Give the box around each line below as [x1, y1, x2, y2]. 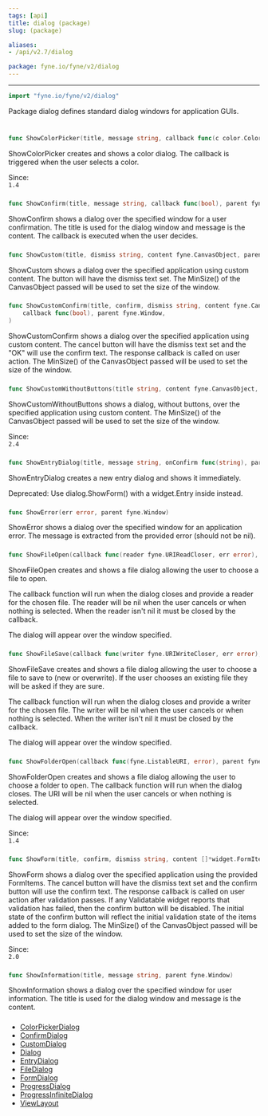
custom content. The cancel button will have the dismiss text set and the [8, 340, 246, 349]
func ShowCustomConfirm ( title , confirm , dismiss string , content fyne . [8, 302, 251, 310]
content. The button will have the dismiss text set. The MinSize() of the [8, 273, 241, 283]
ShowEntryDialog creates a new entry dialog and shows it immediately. [8, 473, 242, 482]
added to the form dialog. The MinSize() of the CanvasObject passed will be [8, 920, 258, 929]
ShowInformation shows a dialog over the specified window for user [8, 985, 233, 995]
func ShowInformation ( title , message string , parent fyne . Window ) [8, 971, 234, 979]
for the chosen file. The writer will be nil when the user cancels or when [8, 705, 244, 715]
